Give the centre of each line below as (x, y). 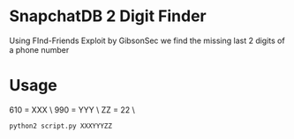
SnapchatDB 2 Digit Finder (108, 16)
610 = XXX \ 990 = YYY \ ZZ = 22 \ (72, 110)
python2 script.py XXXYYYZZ (61, 126)
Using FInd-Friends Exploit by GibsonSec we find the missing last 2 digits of (147, 40)
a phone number (39, 49)
